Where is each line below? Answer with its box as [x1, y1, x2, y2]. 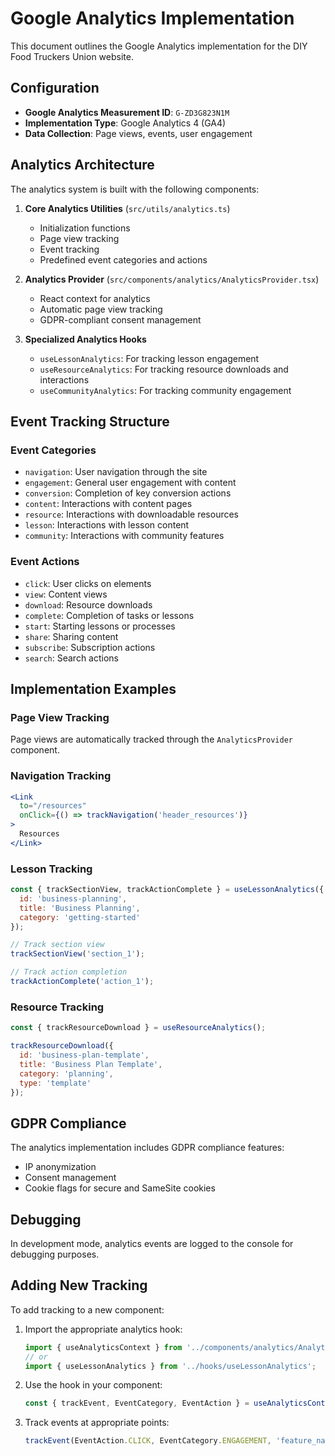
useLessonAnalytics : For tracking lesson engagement [39, 352, 260, 364]
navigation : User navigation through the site [24, 466, 208, 478]
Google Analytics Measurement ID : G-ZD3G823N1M [24, 106, 230, 118]
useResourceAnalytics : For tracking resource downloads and [39, 363, 289, 375]
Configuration [10, 80, 100, 97]
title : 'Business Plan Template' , [19, 1059, 163, 1069]
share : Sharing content [24, 630, 119, 642]
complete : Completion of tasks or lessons [24, 609, 195, 621]
